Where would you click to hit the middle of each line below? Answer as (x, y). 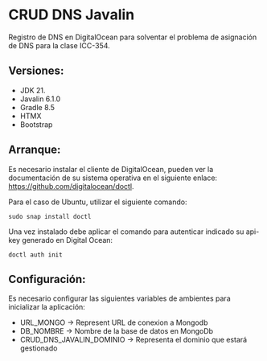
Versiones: (36, 71)
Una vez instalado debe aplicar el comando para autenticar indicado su (126, 232)
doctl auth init (35, 255)
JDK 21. (33, 90)
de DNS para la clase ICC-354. (59, 45)
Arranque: (35, 150)
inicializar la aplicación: (47, 307)
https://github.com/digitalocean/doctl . (71, 186)
